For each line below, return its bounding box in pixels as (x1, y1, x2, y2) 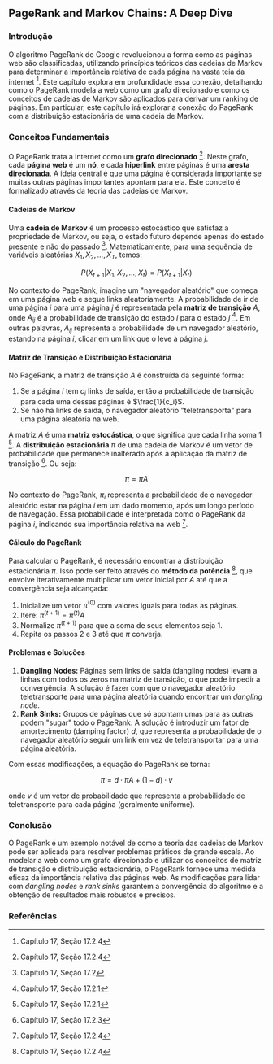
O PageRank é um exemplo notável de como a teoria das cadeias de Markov (8, 838, 264, 848)
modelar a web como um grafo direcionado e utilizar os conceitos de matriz (8, 856, 262, 866)
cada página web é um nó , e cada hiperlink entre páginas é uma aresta (8, 160, 250, 170)
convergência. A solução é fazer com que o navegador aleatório (19, 682, 236, 692)
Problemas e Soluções (8, 648, 85, 657)
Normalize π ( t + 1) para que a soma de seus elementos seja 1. (19, 618, 223, 630)
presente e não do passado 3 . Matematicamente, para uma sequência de (8, 240, 253, 251)
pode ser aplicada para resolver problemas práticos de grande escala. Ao (8, 847, 255, 857)
